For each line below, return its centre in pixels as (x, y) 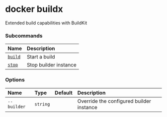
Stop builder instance (52, 65)
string (42, 104)
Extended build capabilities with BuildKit (46, 23)
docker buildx (34, 9)
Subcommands (24, 36)
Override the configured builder (114, 101)
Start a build (41, 57)
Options (15, 80)
